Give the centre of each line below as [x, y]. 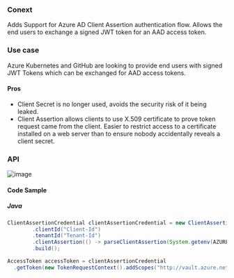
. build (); [46, 249]
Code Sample [27, 190]
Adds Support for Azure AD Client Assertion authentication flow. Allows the [115, 25]
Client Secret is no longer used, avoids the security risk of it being [112, 104]
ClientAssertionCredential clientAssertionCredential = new [96, 223]
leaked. [28, 111]
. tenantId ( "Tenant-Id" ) [67, 236]
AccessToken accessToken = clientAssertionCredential [87, 261]
